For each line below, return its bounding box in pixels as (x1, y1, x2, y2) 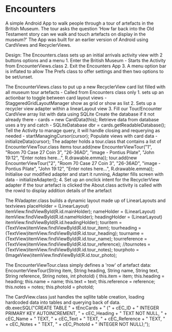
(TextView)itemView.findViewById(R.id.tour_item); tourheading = (5, 225, 141, 231)
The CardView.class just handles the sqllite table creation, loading (5, 293, 145, 300)
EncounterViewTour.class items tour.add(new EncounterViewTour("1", (5, 143, 152, 150)
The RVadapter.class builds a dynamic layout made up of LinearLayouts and (5, 197, 166, 204)
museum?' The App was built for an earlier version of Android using (5, 36, 149, 43)
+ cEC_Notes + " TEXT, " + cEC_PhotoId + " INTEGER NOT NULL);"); (5, 321, 150, 327)
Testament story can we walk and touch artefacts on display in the (5, 31, 146, 37)
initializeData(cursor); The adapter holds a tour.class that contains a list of (5, 138, 162, 144)
